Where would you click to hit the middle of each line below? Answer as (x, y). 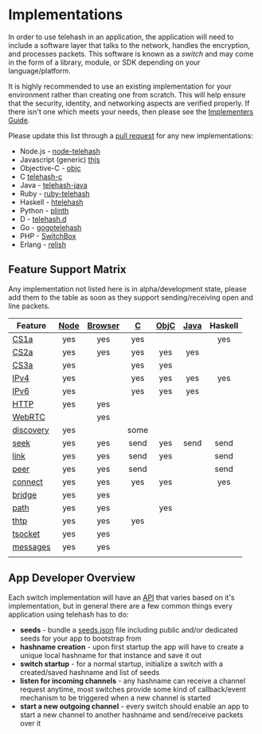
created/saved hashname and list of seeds (90, 672)
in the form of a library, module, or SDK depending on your (104, 62)
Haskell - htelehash (51, 202)
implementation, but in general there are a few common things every (121, 605)
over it (30, 723)
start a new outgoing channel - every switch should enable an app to (134, 706)
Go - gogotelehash (51, 227)
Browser (104, 325)
